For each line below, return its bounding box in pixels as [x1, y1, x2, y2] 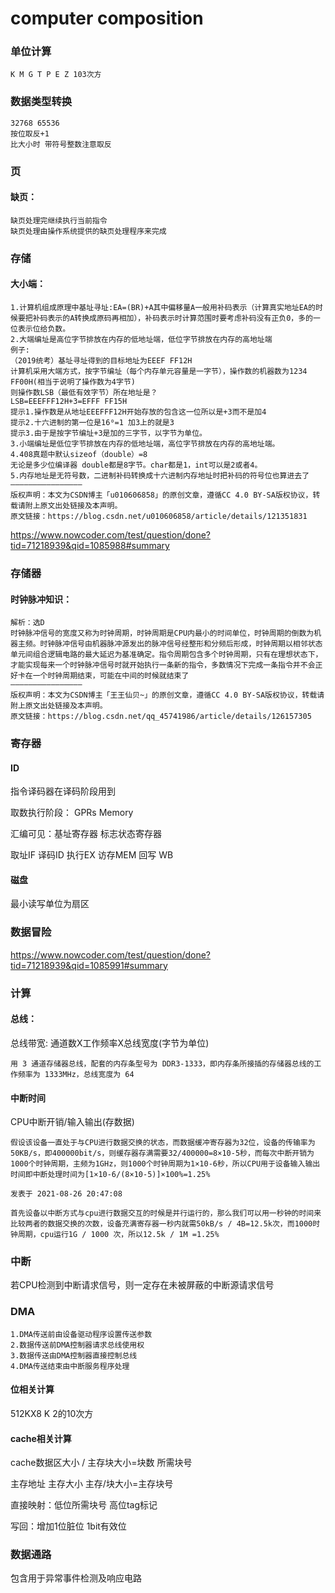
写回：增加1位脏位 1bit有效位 [10, 1520, 127, 1532]
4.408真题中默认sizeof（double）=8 [10, 450, 148, 460]
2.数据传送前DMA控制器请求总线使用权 [10, 1340, 145, 1350]
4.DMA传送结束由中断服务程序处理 [10, 1361, 130, 1371]
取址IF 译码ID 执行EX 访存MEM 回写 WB [10, 849, 174, 861]
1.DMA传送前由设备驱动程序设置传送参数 [10, 1329, 153, 1339]
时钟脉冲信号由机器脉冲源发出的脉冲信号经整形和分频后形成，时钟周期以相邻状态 [39, 639, 323, 649]
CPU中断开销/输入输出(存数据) [10, 1116, 135, 1128]
